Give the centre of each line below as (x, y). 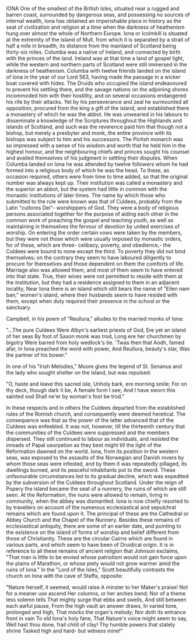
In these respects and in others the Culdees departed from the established (96, 408)
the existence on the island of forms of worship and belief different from (93, 532)
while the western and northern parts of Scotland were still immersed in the (97, 64)
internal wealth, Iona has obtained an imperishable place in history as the (94, 21)
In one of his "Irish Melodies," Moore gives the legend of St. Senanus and (94, 366)
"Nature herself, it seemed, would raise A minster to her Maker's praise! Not (97, 587)
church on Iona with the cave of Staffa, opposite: (65, 576)
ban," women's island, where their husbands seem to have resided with (92, 295)
